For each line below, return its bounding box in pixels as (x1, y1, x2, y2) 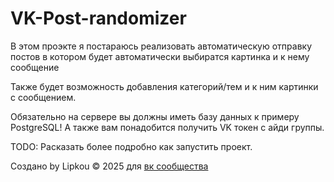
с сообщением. (10, 91, 77, 103)
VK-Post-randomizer (10, 7, 187, 30)
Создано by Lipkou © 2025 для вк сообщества (10, 160, 209, 172)
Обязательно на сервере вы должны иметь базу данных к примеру (10, 110, 300, 122)
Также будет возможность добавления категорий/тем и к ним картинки (10, 80, 319, 92)
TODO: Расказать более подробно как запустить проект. (10, 140, 253, 152)
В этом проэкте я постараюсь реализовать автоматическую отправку (10, 40, 312, 52)
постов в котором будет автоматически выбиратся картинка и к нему (10, 50, 310, 62)
